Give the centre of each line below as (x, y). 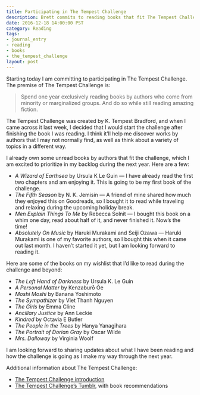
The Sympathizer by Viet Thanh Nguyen (64, 300)
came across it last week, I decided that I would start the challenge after (94, 127)
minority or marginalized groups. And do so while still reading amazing (107, 103)
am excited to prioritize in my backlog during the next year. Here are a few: (98, 164)
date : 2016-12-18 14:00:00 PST (45, 23)
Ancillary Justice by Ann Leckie (54, 313)
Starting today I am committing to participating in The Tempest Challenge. (97, 79)
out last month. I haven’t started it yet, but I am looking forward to (95, 245)
